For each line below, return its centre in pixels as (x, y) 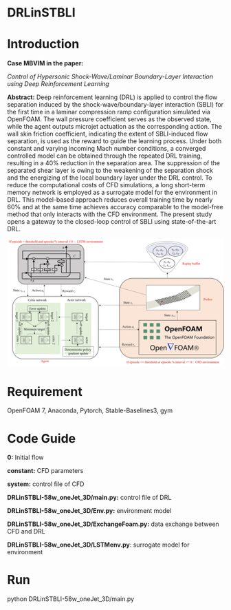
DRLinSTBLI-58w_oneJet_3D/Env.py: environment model (89, 511)
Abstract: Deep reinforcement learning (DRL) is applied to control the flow (112, 97)
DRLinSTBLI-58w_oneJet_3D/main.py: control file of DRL (89, 498)
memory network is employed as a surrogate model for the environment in (112, 192)
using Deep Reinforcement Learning (58, 84)
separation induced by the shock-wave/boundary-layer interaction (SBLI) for (115, 105)
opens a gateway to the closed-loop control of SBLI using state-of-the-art (112, 222)
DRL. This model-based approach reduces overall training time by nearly (110, 200)
